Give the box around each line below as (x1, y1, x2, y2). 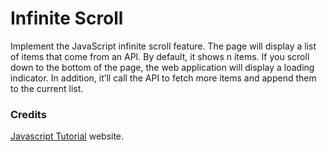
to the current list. (10, 82, 84, 94)
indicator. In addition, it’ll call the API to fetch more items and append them (10, 72, 317, 84)
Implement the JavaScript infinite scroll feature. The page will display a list (10, 40, 317, 52)
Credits (10, 107, 47, 121)
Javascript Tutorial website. (10, 130, 125, 142)
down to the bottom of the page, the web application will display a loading (10, 61, 315, 73)
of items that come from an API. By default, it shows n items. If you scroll (10, 50, 310, 62)
